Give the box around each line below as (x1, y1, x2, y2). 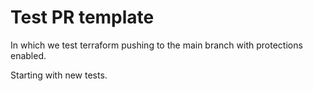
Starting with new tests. (10, 69, 108, 81)
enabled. (10, 49, 47, 61)
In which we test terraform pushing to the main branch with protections (10, 39, 303, 51)
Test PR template (10, 6, 155, 29)
